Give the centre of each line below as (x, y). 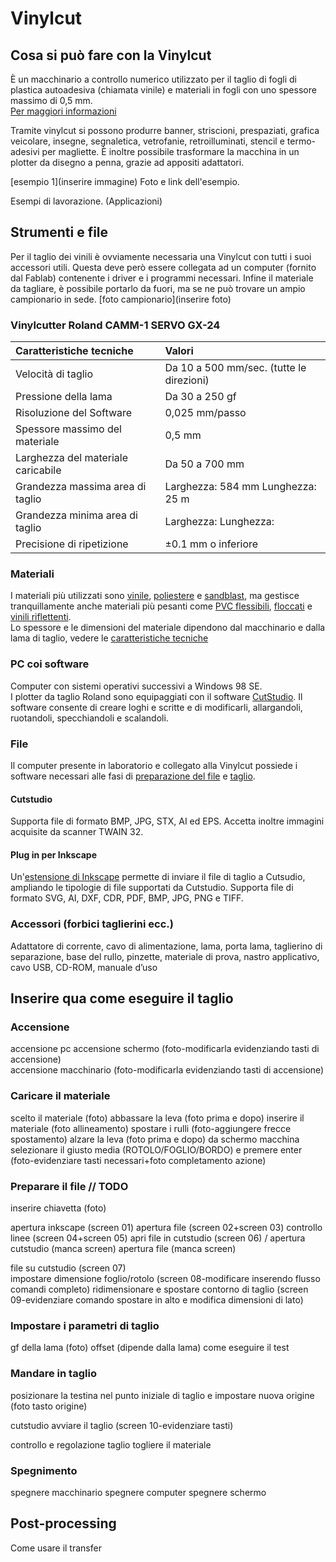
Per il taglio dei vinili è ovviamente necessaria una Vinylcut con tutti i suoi (161, 256)
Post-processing (63, 1523)
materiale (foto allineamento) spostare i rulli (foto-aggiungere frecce (151, 1128)
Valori (179, 351)
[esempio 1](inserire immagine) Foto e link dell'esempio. (125, 181)
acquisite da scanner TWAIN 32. (77, 832)
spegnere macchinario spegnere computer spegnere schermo (138, 1492)
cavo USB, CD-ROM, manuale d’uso (84, 967)
